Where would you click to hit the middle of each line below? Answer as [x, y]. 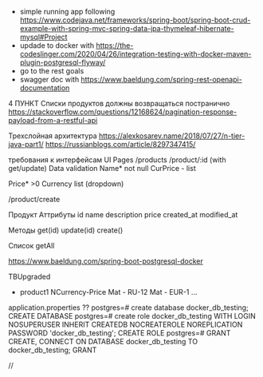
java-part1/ [26, 144]
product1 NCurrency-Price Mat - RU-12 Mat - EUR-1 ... [108, 292]
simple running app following [67, 12]
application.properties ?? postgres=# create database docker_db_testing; [128, 308]
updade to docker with [57, 46]
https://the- [114, 46]
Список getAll [31, 246]
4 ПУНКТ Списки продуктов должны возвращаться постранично [119, 103]
